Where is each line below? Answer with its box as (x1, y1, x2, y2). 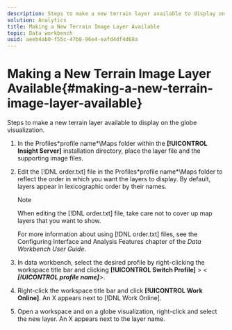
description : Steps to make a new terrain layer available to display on (7, 10, 226, 17)
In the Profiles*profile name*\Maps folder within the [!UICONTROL (17, 140, 208, 148)
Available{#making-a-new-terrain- (7, 81, 213, 97)
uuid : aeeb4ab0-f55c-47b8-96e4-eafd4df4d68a (7, 36, 138, 43)
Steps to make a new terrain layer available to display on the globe (7, 119, 197, 127)
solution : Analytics (7, 17, 67, 24)
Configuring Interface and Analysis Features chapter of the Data (17, 238, 201, 246)
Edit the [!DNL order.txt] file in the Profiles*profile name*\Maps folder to (17, 167, 223, 176)
